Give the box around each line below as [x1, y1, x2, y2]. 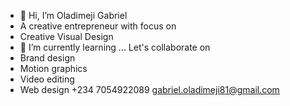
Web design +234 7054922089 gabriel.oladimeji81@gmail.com [19, 84, 280, 95]
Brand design [19, 52, 76, 64]
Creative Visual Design [19, 31, 114, 42]
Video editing [19, 73, 75, 85]
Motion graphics [19, 63, 88, 74]
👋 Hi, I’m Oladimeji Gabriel [19, 10, 128, 21]
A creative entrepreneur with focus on [19, 20, 177, 32]
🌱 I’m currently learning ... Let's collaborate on [19, 41, 211, 53]
